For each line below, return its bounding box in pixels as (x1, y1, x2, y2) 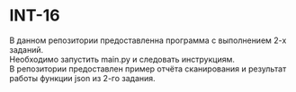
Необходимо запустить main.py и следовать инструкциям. (9, 54, 236, 64)
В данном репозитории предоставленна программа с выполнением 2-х (9, 35, 287, 46)
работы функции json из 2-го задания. (9, 72, 156, 83)
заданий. (9, 44, 44, 54)
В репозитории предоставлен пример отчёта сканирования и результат (9, 63, 287, 74)
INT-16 (9, 5, 60, 26)
